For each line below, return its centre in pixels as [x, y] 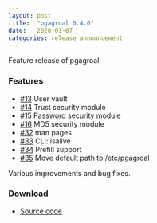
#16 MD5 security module [62, 123]
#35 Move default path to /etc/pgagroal [84, 158]
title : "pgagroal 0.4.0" [51, 23]
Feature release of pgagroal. [55, 61]
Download [29, 194]
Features [26, 81]
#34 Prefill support [51, 149]
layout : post [30, 16]
